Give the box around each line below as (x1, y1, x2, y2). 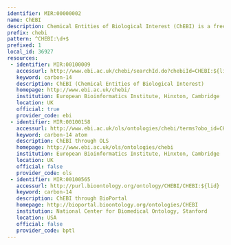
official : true (16, 106, 60, 113)
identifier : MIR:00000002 (7, 10, 81, 17)
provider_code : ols (16, 170, 72, 176)
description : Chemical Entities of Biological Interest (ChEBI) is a (7, 23, 211, 30)
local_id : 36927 (7, 49, 54, 56)
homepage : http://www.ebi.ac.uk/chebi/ (16, 86, 131, 93)
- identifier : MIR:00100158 (10, 118, 91, 126)
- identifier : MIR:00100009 (10, 61, 91, 68)
